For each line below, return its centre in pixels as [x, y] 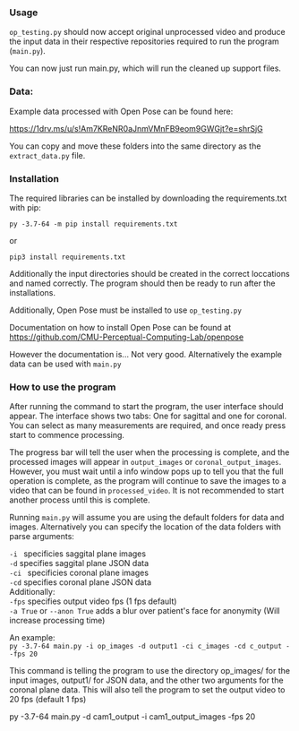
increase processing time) [57, 621]
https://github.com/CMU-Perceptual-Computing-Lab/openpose [127, 337]
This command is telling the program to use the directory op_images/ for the [150, 671]
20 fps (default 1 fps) [48, 700]
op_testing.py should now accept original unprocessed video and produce [147, 32]
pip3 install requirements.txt [68, 257]
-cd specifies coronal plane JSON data [81, 582]
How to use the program [63, 387]
